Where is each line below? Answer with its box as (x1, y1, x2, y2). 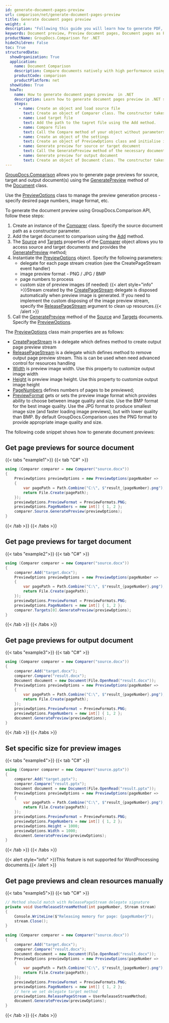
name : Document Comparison (14, 64, 71, 69)
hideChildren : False (5, 40, 49, 45)
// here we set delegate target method (14, 989, 98, 994)
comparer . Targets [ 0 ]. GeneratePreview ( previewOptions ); (14, 607, 132, 613)
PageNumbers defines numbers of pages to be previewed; (12, 387, 134, 393)
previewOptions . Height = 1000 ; (14, 823, 80, 829)
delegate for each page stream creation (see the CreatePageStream (20, 260, 161, 266)
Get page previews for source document (5, 444, 134, 452)
